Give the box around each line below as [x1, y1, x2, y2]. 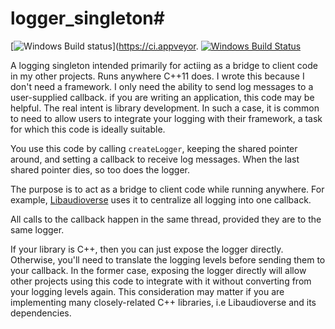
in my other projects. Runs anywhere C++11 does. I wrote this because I [10, 70, 305, 82]
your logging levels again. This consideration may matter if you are [10, 285, 285, 297]
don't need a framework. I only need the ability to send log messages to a [10, 80, 314, 92]
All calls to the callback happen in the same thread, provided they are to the [10, 213, 322, 225]
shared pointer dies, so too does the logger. [10, 163, 191, 176]
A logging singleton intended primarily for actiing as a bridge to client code [10, 59, 318, 71]
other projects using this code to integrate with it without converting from [10, 275, 312, 287]
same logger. [10, 223, 65, 236]
